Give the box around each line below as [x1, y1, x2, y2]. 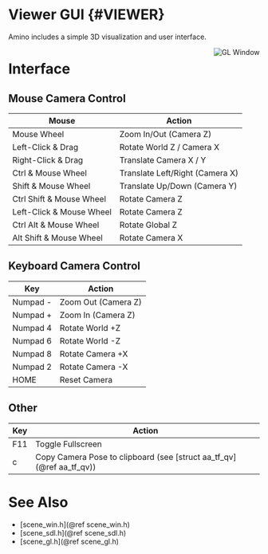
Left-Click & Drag [12, 141, 78, 152]
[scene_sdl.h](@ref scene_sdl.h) [19, 528, 127, 537]
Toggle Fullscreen [35, 438, 102, 450]
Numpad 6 [12, 335, 52, 346]
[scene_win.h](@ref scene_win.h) [19, 520, 130, 529]
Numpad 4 [12, 322, 52, 333]
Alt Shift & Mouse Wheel [12, 232, 104, 243]
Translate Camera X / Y [119, 154, 207, 165]
